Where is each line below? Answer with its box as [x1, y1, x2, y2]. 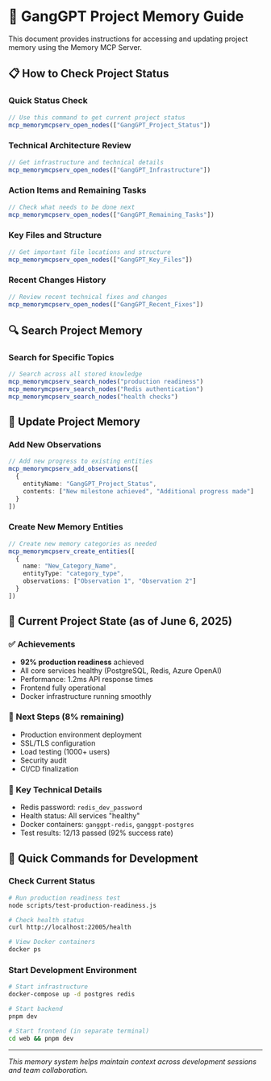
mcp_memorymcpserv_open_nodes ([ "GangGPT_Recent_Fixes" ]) [8, 300, 204, 309]
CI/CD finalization [19, 763, 79, 773]
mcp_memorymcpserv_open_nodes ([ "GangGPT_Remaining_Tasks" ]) [8, 210, 215, 218]
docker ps [8, 946, 42, 954]
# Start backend [8, 1005, 63, 1013]
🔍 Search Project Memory [8, 323, 143, 337]
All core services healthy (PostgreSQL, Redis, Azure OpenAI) [19, 665, 222, 676]
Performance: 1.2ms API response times [19, 674, 153, 684]
